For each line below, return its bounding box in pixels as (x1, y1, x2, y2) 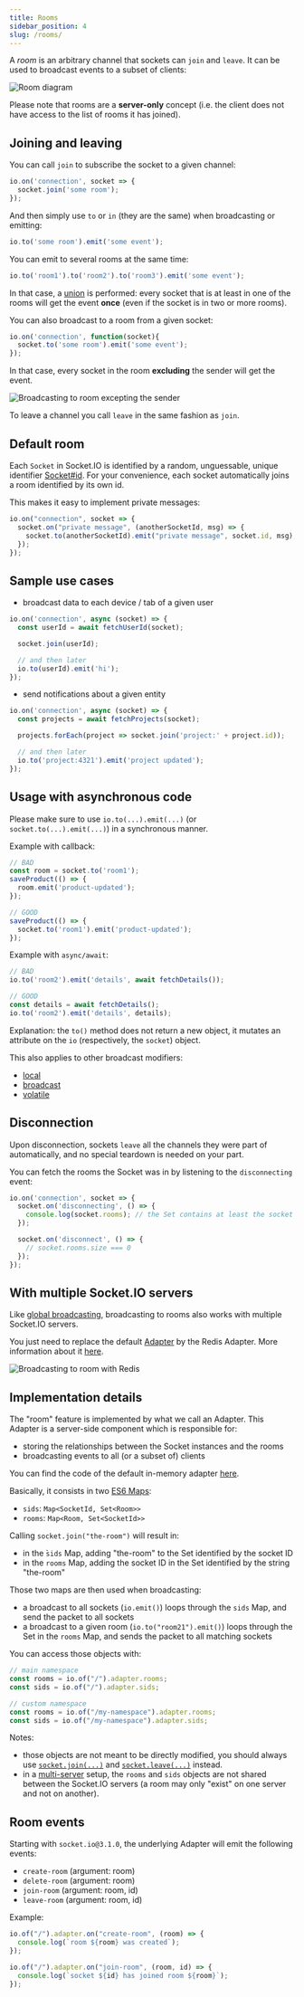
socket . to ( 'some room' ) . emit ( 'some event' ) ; (17, 340, 188, 349)
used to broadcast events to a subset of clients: (9, 64, 187, 75)
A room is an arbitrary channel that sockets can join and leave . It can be (9, 55, 280, 66)
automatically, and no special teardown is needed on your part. (9, 1148, 244, 1159)
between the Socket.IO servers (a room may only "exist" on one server (22, 1779, 287, 1790)
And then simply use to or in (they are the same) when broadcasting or (9, 210, 276, 221)
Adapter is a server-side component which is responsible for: (9, 1423, 238, 1434)
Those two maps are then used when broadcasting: (9, 1584, 202, 1595)
